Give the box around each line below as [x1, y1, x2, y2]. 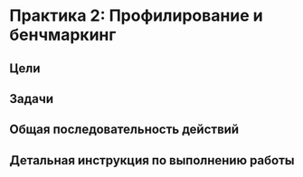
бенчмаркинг [9, 24, 117, 45]
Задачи [9, 91, 54, 107]
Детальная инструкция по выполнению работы [9, 153, 295, 168]
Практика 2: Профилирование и [9, 5, 264, 26]
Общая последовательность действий [9, 122, 240, 137]
